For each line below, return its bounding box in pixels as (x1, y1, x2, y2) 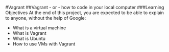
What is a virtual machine (12, 25, 66, 31)
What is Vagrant (12, 30, 47, 36)
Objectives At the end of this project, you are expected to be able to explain (5, 10, 164, 16)
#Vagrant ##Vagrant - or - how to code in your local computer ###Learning (5, 5, 164, 10)
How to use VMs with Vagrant (12, 41, 76, 47)
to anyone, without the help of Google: (5, 15, 86, 21)
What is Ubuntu (12, 35, 46, 41)
